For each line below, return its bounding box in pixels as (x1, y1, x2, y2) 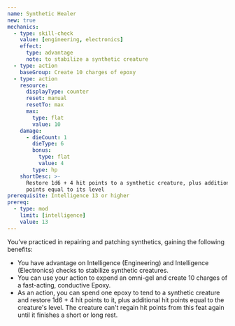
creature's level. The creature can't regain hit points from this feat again (17, 303, 225, 311)
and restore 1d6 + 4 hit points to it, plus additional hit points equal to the (17, 295, 225, 304)
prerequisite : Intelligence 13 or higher (7, 192, 130, 199)
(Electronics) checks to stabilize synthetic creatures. (17, 266, 169, 274)
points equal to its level (25, 186, 105, 193)
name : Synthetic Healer (7, 10, 77, 17)
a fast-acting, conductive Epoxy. (17, 281, 111, 289)
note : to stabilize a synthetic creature (25, 56, 149, 63)
